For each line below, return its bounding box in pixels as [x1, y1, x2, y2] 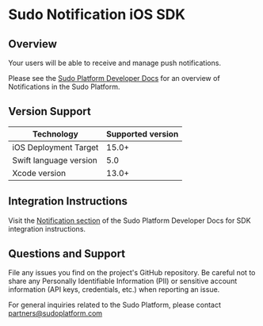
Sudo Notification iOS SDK [8, 6, 186, 24]
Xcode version [12, 167, 67, 178]
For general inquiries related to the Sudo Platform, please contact [8, 300, 222, 310]
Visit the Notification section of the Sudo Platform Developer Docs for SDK [8, 216, 251, 225]
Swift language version [12, 155, 97, 166]
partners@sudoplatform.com [8, 309, 103, 318]
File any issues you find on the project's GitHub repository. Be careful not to [8, 268, 256, 278]
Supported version [106, 128, 179, 140]
